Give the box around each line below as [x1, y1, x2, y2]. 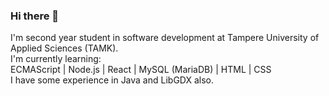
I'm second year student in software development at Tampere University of [10, 32, 320, 44]
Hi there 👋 [10, 9, 60, 23]
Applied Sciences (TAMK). [10, 42, 119, 54]
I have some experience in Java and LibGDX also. [10, 74, 215, 86]
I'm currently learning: [10, 53, 102, 65]
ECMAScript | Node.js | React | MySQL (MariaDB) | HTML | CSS [10, 64, 272, 76]
